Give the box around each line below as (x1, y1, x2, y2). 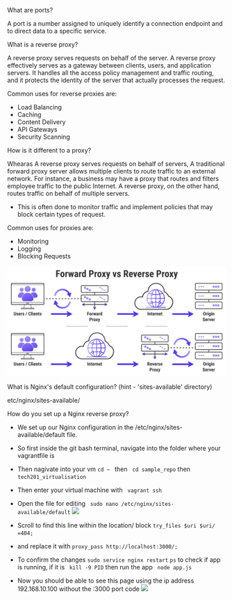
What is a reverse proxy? (7, 40, 78, 48)
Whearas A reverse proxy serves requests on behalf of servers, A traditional (7, 160, 225, 168)
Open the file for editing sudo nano (17, 500, 119, 507)
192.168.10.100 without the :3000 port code (17, 585, 140, 593)
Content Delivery (17, 118, 66, 126)
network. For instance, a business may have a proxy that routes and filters (7, 174, 219, 183)
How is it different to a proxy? (7, 146, 92, 154)
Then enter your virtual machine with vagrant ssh (17, 486, 162, 494)
